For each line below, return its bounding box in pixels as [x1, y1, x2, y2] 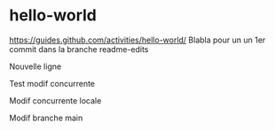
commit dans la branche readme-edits [9, 43, 149, 54]
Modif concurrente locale [9, 95, 102, 106]
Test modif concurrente [9, 78, 96, 88]
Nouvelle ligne [9, 61, 62, 72]
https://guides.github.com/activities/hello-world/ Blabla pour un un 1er [9, 34, 266, 45]
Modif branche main [9, 112, 83, 123]
